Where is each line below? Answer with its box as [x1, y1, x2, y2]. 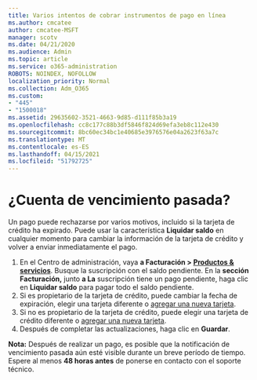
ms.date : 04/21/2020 [8, 41, 76, 49]
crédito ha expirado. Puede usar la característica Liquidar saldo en [8, 225, 224, 236]
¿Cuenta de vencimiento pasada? [8, 192, 231, 209]
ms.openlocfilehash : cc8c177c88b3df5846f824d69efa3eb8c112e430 [8, 121, 219, 129]
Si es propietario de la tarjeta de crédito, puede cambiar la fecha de [19, 291, 237, 301]
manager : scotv [8, 33, 58, 42]
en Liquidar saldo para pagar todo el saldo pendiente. [19, 283, 194, 292]
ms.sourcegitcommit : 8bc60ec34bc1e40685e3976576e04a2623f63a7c [8, 128, 219, 136]
